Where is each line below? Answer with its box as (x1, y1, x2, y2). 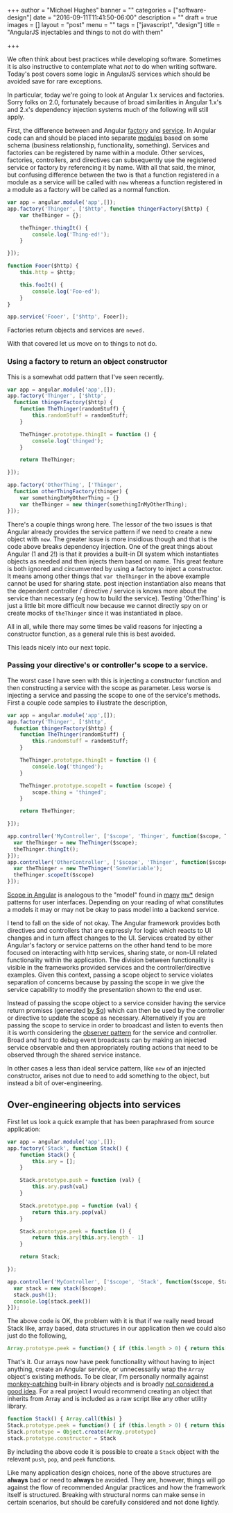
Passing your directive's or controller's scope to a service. (7, 660, 208, 670)
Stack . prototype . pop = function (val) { (19, 1202, 138, 1209)
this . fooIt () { (19, 281, 64, 288)
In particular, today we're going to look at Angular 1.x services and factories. (7, 90, 225, 99)
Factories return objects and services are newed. (7, 326, 146, 335)
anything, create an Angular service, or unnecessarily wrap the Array (7, 1365, 205, 1373)
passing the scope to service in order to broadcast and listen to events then (7, 1021, 223, 1030)
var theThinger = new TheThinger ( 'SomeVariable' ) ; (13, 865, 163, 872)
